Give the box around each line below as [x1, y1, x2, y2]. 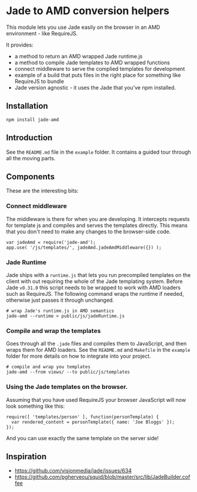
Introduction [6, 133, 53, 143]
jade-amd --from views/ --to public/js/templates [6, 369, 131, 375]
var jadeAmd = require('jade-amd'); [6, 239, 96, 245]
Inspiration [6, 451, 47, 461]
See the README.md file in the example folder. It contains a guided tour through [6, 148, 191, 156]
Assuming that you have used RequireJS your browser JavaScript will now [6, 396, 186, 403]
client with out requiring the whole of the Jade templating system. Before [6, 278, 183, 285]
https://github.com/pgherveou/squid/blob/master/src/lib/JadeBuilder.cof [14, 473, 191, 481]
